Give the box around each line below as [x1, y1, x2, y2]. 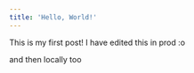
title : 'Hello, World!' [9, 12, 98, 22]
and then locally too [9, 54, 82, 64]
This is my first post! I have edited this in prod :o [9, 37, 185, 47]
